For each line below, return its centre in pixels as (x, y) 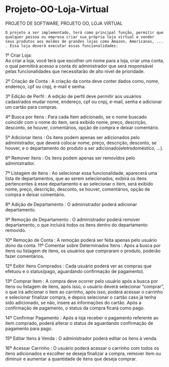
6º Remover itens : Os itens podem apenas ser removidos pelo (70, 158)
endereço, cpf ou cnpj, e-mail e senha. (45, 86)
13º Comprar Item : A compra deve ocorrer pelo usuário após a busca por (82, 281)
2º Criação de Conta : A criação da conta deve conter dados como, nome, (82, 81)
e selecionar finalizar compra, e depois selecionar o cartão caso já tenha (81, 297)
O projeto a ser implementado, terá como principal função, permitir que (84, 32)
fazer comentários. (25, 256)
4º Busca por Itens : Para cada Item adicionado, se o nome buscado (76, 117)
